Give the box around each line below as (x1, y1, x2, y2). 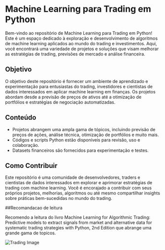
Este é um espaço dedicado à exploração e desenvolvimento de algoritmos (5, 35, 158, 41)
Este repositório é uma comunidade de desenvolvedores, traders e (5, 174, 140, 180)
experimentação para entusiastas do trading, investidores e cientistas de (5, 83, 153, 89)
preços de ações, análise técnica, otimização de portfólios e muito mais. (12, 132, 159, 138)
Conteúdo (5, 113, 36, 122)
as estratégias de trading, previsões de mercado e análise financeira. (5, 51, 145, 57)
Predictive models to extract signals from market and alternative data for (5, 220, 152, 225)
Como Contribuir (5, 161, 58, 170)
